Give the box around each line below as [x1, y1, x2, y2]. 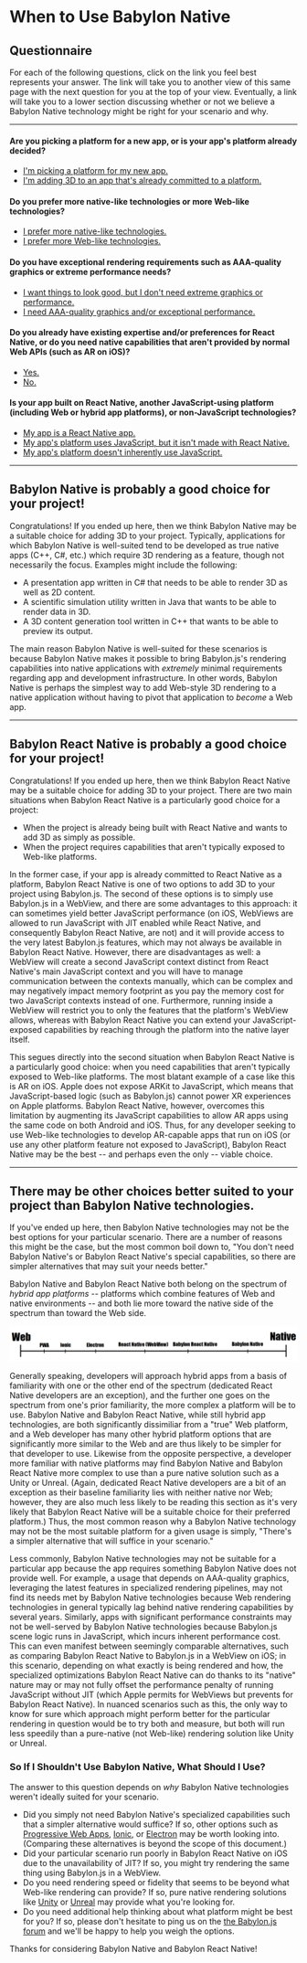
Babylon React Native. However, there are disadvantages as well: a [9, 946, 261, 957]
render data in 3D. [22, 606, 91, 617]
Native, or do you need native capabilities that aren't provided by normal [9, 336, 291, 348]
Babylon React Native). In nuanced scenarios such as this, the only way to [9, 1699, 288, 1710]
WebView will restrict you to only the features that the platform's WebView [9, 1004, 289, 1015]
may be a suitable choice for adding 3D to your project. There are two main [9, 784, 292, 796]
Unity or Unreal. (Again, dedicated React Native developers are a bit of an [9, 1478, 287, 1489]
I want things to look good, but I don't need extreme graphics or [22, 286, 263, 298]
